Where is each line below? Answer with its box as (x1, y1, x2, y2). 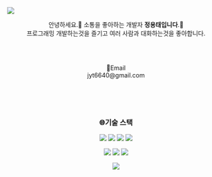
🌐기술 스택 (99, 118, 133, 127)
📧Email (106, 64, 126, 72)
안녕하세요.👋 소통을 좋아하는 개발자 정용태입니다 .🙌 (48, 21, 184, 28)
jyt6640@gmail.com (87, 71, 145, 79)
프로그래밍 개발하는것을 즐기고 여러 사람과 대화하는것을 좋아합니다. (26, 29, 206, 37)
